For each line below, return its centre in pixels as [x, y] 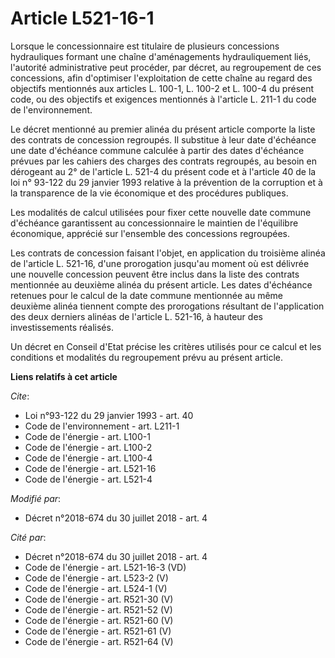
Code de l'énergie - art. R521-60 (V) [99, 620]
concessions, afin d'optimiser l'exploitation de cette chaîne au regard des [161, 78]
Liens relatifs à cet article [64, 376]
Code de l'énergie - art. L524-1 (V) [96, 588]
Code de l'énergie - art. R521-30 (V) [99, 599]
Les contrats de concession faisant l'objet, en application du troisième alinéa [168, 253]
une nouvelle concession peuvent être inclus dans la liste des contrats [155, 274]
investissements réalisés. [62, 327]
